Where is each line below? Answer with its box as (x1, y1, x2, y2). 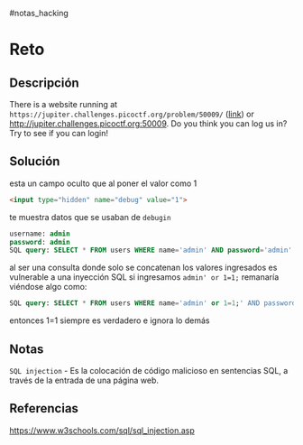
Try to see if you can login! (9, 128, 108, 138)
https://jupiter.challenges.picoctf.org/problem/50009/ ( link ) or (9, 108, 254, 119)
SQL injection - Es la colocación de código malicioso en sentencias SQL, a (9, 366, 289, 375)
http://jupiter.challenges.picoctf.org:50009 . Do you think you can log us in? (9, 118, 288, 129)
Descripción (9, 75, 79, 90)
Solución (9, 153, 60, 170)
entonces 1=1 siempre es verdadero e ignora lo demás (9, 315, 210, 326)
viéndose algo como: (9, 282, 87, 292)
